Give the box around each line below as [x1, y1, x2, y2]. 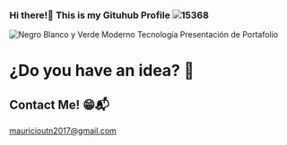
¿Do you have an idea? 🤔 [9, 61, 195, 81]
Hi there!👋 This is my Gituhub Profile [9, 9, 170, 21]
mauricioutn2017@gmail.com [9, 125, 117, 136]
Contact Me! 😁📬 [9, 97, 109, 112]
